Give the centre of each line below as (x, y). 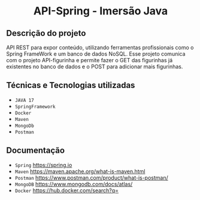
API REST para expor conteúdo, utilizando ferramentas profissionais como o (100, 47)
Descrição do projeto (46, 33)
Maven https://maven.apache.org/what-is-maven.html (80, 171)
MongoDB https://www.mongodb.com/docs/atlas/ (74, 184)
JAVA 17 (24, 100)
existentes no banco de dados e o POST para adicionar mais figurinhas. (95, 66)
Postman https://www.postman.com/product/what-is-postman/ (92, 177)
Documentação (35, 151)
